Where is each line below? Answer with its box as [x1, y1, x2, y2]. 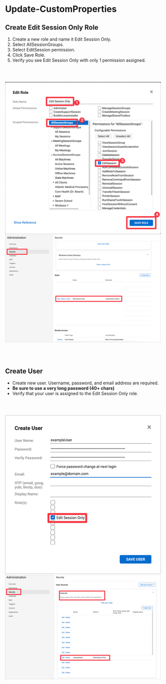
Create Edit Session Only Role [5, 23, 99, 32]
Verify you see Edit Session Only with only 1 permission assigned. [12, 57, 146, 63]
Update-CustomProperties [5, 3, 117, 15]
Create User [5, 367, 43, 375]
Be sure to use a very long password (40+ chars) [12, 385, 115, 391]
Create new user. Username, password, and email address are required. [12, 380, 159, 386]
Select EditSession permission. [12, 47, 76, 52]
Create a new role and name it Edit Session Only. [12, 36, 112, 42]
